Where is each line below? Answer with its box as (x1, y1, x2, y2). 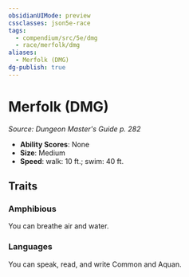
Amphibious (8, 204, 57, 214)
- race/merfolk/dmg (15, 41, 81, 49)
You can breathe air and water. (8, 221, 109, 231)
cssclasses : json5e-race (8, 19, 91, 27)
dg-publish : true (8, 64, 66, 72)
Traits (8, 180, 38, 193)
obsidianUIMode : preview (8, 11, 91, 20)
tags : (8, 26, 26, 34)
